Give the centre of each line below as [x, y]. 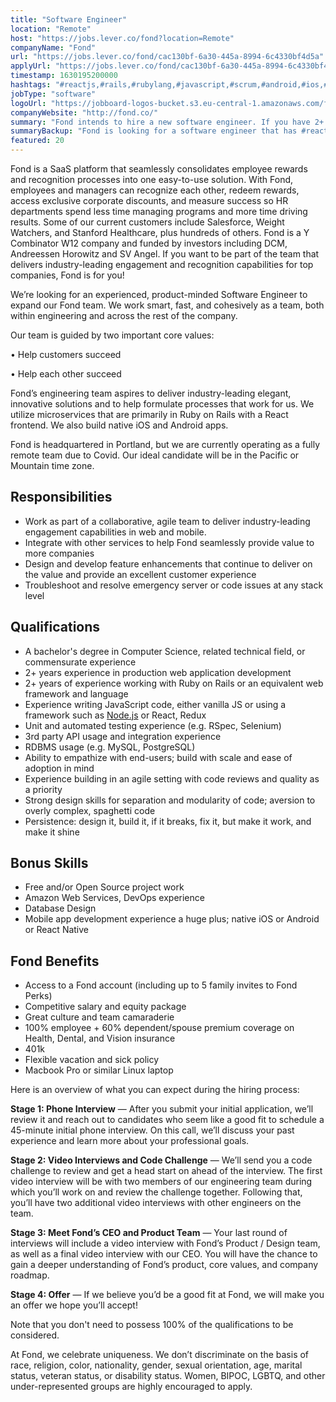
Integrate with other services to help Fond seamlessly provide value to [169, 542]
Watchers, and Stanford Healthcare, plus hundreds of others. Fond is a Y [160, 232]
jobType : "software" [53, 94]
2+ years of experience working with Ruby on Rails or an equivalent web [174, 683]
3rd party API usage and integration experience [123, 736]
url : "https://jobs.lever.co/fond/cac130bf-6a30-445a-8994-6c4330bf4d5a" [167, 57]
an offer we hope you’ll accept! [74, 1305]
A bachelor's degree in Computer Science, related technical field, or [165, 651]
